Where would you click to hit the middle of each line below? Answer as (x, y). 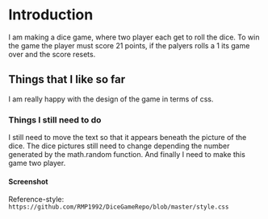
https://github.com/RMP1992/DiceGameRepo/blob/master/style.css (119, 207)
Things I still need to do (55, 120)
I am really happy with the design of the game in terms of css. (111, 99)
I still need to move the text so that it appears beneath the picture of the (128, 138)
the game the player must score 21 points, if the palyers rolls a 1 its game (129, 45)
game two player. (37, 163)
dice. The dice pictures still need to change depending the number (119, 146)
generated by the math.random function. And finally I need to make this (127, 155)
